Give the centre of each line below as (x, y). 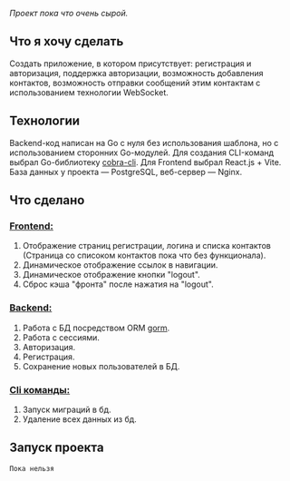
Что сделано (47, 200)
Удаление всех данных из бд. (80, 419)
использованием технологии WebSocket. (89, 92)
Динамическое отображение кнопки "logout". (111, 275)
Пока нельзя (32, 468)
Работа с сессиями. (61, 337)
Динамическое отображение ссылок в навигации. (120, 265)
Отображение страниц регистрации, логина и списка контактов (147, 246)
